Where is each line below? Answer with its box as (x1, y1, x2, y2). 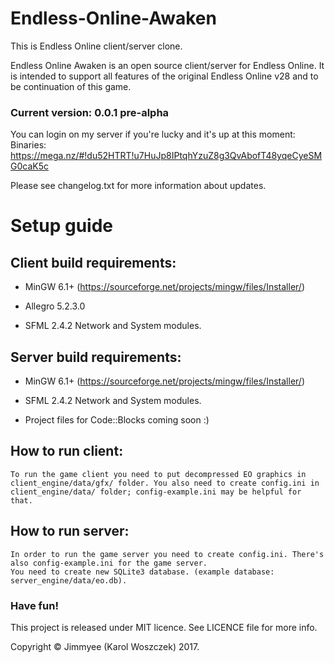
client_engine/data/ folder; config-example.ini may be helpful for (10, 487, 302, 497)
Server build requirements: (10, 348, 182, 366)
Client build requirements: (10, 254, 177, 271)
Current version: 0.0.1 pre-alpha (10, 105, 170, 119)
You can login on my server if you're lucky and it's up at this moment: (10, 128, 296, 141)
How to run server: (10, 523, 130, 540)
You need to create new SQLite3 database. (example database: (10, 567, 275, 577)
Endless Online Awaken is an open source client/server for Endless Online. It (10, 59, 325, 71)
